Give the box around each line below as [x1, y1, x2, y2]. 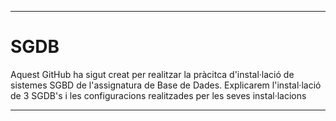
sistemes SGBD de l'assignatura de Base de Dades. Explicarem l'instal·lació [10, 79, 322, 91]
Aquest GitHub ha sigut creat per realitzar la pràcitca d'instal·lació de [10, 68, 295, 80]
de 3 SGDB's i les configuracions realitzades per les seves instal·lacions [10, 89, 307, 101]
